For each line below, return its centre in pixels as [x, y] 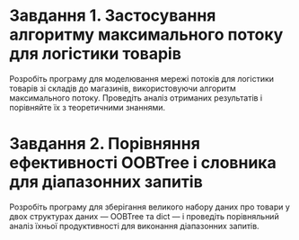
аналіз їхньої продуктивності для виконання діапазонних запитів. [134, 226]
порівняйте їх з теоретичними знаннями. [88, 107]
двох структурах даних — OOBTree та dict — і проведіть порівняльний [145, 216]
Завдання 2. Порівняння [105, 144]
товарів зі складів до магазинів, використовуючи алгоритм [123, 88]
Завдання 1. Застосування [113, 16]
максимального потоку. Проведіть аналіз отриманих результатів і [136, 98]
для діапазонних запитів [106, 182]
